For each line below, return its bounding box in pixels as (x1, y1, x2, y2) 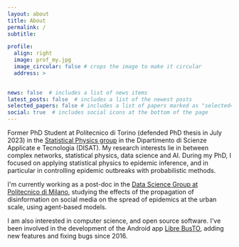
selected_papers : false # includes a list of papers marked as (7, 103, 199, 110)
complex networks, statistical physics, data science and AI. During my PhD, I (7, 151, 232, 159)
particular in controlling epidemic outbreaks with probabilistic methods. (7, 167, 216, 174)
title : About (7, 17, 46, 24)
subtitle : (7, 30, 37, 38)
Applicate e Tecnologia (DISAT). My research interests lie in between (7, 144, 209, 152)
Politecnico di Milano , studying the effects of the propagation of (7, 188, 194, 196)
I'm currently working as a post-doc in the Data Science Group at (7, 180, 198, 189)
